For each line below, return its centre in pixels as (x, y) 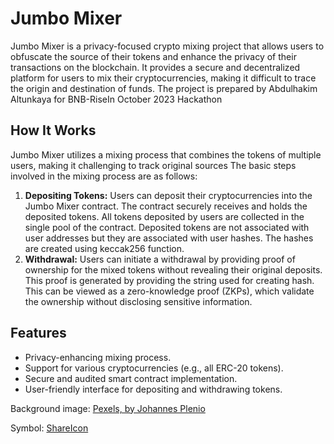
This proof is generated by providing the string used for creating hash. (169, 280)
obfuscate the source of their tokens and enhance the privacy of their (153, 56)
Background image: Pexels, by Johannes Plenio (108, 408)
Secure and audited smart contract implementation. (131, 378)
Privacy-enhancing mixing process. (98, 357)
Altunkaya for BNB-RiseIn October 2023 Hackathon (116, 99)
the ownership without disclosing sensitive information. (138, 301)
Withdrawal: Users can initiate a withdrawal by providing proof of (160, 259)
